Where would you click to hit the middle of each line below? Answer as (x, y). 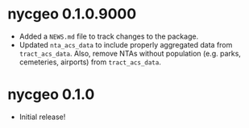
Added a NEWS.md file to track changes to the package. (109, 36)
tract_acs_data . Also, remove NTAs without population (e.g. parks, (130, 53)
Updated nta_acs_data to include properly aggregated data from (126, 44)
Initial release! (42, 117)
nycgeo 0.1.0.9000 (72, 14)
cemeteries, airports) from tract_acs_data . (90, 62)
